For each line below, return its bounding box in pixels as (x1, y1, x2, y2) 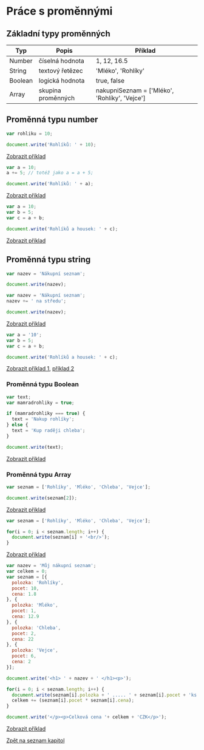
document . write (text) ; (6, 444, 64, 450)
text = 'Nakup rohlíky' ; (12, 416, 75, 423)
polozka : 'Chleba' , (12, 624, 61, 631)
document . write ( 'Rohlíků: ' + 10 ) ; (6, 141, 97, 148)
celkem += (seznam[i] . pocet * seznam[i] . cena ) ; (12, 697, 135, 704)
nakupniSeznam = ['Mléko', (96, 86, 174, 95)
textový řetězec (38, 67, 83, 75)
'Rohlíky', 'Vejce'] (96, 94, 146, 102)
